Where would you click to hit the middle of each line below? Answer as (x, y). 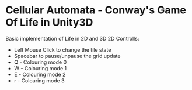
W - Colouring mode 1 (40, 68)
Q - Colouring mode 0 (40, 62)
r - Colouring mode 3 (39, 80)
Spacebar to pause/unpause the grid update (67, 56)
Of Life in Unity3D (49, 22)
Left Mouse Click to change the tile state (62, 49)
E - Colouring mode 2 (40, 74)
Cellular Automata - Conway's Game (96, 10)
